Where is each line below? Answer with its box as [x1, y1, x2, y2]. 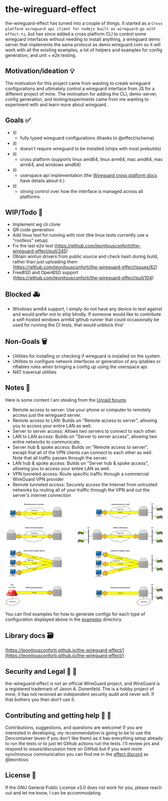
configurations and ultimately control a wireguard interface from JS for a [5, 85, 155, 92]
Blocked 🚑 [5, 290, 41, 299]
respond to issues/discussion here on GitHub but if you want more [5, 746, 142, 752]
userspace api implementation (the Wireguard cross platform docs [20, 172, 157, 178]
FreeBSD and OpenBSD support [12, 270, 79, 276]
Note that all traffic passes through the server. [12, 455, 108, 461]
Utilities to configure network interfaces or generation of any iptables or [12, 359, 161, 364]
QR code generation [12, 227, 54, 233]
